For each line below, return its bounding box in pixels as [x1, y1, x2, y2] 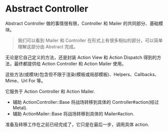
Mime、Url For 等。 [5, 78, 46, 84]
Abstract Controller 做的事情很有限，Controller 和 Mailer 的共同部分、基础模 [5, 20, 163, 26]
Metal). [12, 104, 28, 111]
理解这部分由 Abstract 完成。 [17, 43, 78, 49]
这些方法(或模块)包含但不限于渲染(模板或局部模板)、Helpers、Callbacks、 [5, 71, 159, 77]
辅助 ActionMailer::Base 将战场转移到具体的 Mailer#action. [12, 110, 135, 116]
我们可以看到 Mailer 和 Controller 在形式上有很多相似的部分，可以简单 [17, 37, 163, 43]
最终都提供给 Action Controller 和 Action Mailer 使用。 [14, 60, 127, 67]
